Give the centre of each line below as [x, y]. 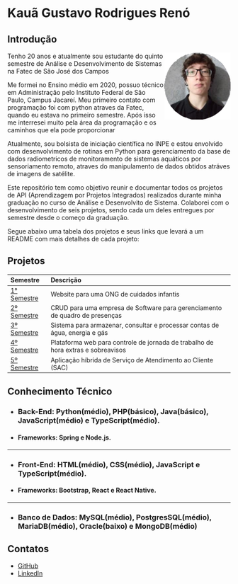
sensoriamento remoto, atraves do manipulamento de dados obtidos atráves [119, 166]
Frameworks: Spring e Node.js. [64, 437]
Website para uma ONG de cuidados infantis [115, 294]
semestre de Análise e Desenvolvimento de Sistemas [85, 64]
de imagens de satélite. [41, 174]
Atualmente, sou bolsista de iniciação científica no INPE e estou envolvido [115, 144]
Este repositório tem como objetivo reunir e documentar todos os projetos [115, 188]
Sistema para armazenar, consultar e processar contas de [135, 325]
